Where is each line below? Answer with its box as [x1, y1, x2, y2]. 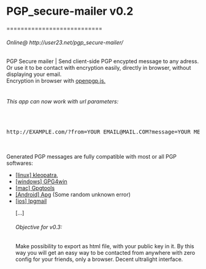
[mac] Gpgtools [15, 184, 55, 192]
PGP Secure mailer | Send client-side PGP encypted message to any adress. [6, 58, 199, 65]
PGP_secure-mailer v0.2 [6, 4, 134, 18]
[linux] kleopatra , [15, 172, 58, 179]
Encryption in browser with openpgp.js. [6, 77, 106, 85]
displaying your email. [6, 70, 62, 78]
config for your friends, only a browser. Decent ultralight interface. [15, 256, 183, 263]
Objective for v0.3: [15, 223, 63, 230]
